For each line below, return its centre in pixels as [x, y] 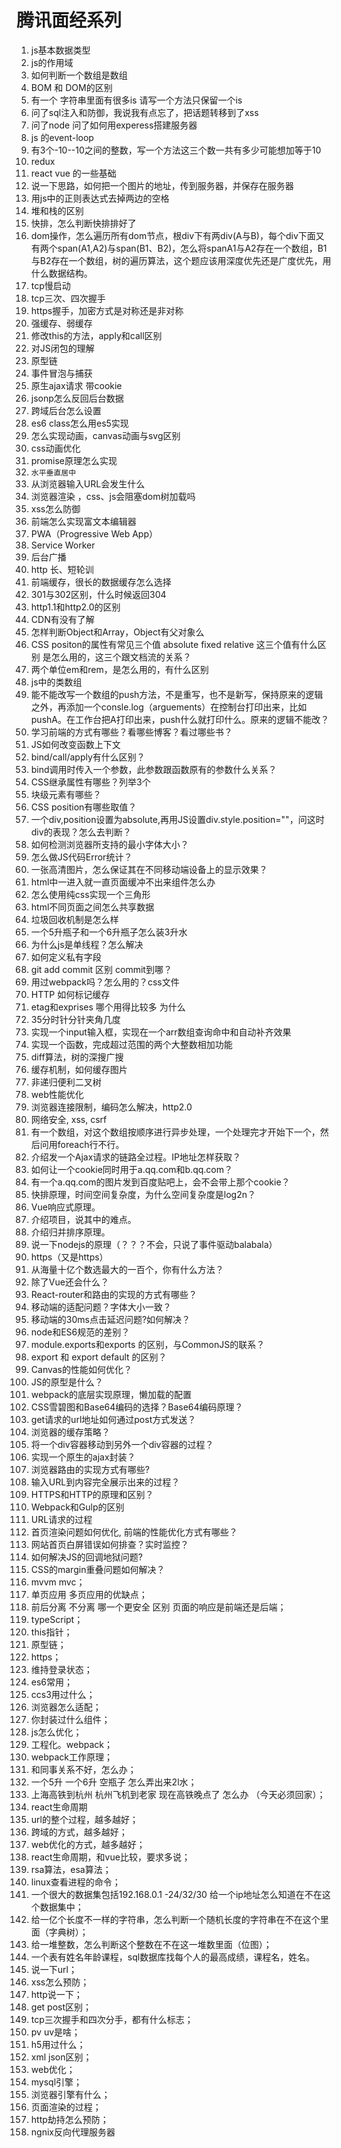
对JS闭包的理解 [62, 348]
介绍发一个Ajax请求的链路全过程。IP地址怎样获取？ [136, 1157]
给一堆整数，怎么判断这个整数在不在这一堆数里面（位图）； [151, 1944]
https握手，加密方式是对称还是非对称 [107, 310]
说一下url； [54, 1969]
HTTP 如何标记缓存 [70, 994]
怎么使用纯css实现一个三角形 [90, 894]
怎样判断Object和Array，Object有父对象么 [117, 632]
